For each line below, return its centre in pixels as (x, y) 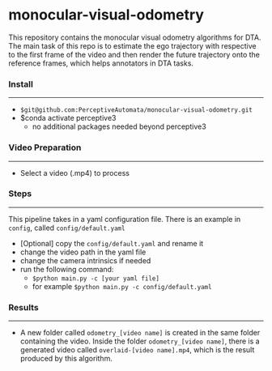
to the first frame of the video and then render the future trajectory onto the (134, 54)
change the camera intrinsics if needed (85, 260)
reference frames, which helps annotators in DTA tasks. (101, 63)
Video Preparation (45, 147)
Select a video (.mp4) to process (74, 173)
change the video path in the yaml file (83, 252)
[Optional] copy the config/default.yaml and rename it (112, 243)
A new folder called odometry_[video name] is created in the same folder (140, 333)
